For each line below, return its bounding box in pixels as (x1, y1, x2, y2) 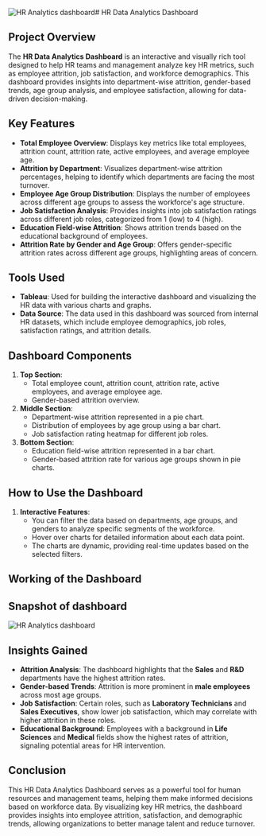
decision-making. (30, 94, 88, 103)
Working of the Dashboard (8, 573, 142, 586)
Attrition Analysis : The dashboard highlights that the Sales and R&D (19, 665, 245, 675)
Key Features (8, 117, 75, 130)
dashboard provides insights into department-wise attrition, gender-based (8, 76, 252, 87)
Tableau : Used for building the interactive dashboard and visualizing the (19, 292, 256, 301)
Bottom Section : (19, 437, 75, 447)
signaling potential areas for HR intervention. (19, 741, 166, 751)
